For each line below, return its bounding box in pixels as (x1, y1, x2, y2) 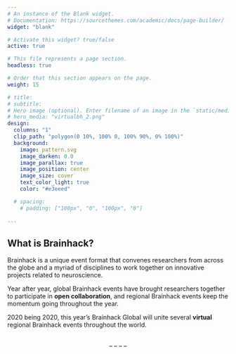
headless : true (7, 62, 52, 69)
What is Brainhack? (7, 237, 94, 249)
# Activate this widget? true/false (7, 36, 114, 43)
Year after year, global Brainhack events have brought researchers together (7, 284, 225, 293)
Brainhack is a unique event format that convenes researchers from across (7, 256, 223, 265)
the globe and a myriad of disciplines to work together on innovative (7, 263, 205, 272)
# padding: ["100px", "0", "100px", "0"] (20, 205, 143, 212)
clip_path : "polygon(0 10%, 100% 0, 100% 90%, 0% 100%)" (13, 133, 184, 140)
